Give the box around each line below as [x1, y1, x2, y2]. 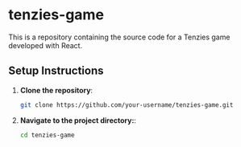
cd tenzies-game [19, 131, 75, 139]
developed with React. [8, 40, 83, 50]
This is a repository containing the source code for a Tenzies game [8, 32, 231, 42]
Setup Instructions [8, 64, 104, 78]
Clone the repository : [19, 85, 93, 95]
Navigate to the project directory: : [19, 115, 137, 125]
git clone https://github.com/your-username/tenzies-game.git [19, 100, 234, 109]
